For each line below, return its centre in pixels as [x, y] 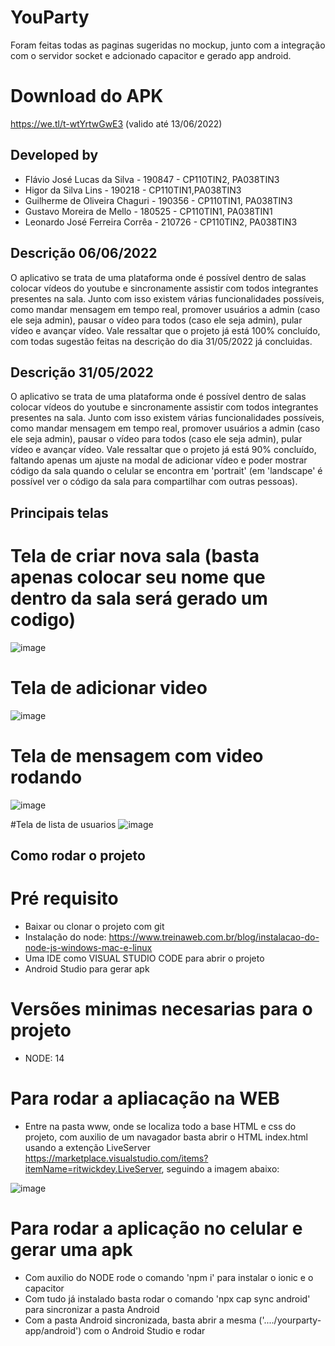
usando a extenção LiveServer [87, 1147]
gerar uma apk [71, 1249]
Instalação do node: [65, 937]
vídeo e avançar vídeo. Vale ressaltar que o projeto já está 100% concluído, [165, 330]
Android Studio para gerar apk [87, 968]
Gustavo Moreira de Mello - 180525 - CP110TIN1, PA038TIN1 [148, 211]
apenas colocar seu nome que [138, 577]
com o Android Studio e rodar [144, 1330]
